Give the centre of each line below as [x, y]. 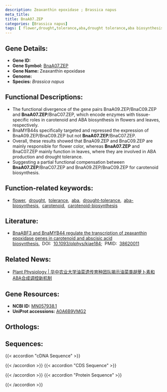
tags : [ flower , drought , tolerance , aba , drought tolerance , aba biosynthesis [84, 28]
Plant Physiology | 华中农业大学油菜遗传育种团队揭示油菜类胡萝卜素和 [83, 272]
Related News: [28, 259]
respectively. [25, 125]
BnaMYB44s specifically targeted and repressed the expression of [81, 130]
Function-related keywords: [49, 188]
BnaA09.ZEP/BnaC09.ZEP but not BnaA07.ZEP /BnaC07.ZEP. [74, 135]
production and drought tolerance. [47, 157]
